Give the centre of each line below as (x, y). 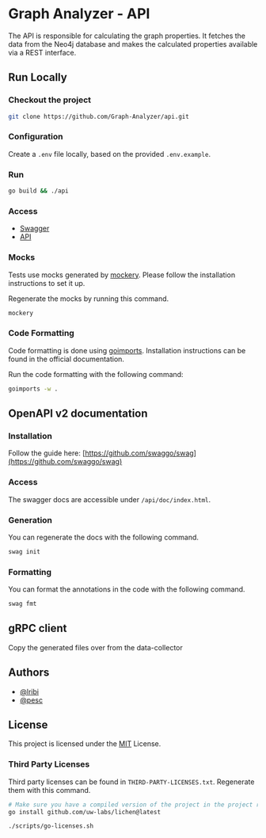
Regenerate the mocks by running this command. (89, 299)
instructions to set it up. (47, 283)
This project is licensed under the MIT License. (85, 744)
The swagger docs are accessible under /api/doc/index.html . (110, 499)
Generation (30, 520)
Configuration (36, 137)
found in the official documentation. (66, 359)
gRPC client (38, 628)
